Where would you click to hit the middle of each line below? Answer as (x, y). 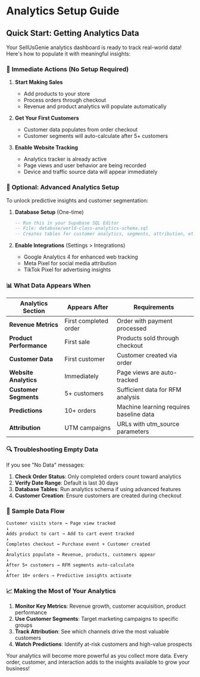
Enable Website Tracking (46, 148)
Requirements (154, 307)
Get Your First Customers (47, 118)
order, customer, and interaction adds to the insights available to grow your (98, 662)
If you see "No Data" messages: (46, 465)
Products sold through (148, 338)
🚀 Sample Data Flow (35, 511)
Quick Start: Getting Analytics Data (73, 33)
